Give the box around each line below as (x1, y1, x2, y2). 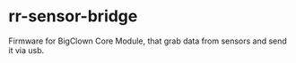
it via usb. (8, 44, 45, 55)
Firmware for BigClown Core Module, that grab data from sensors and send (8, 35, 288, 46)
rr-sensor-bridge (8, 6, 138, 27)
